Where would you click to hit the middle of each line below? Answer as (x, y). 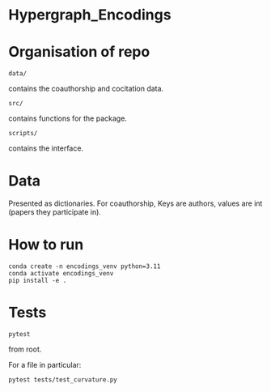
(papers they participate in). (55, 212)
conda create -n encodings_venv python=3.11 (85, 266)
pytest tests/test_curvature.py (63, 379)
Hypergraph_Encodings (90, 15)
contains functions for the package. (68, 118)
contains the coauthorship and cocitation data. (86, 89)
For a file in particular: (45, 364)
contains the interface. (46, 148)
